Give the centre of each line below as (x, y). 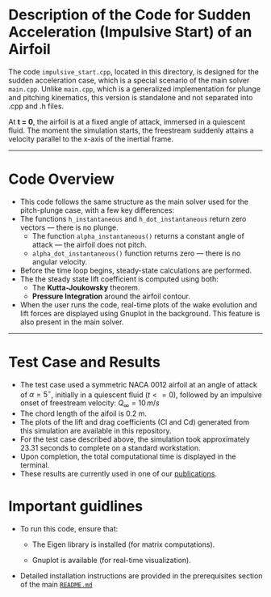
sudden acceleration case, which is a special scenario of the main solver (129, 80)
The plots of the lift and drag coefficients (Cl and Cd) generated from (135, 422)
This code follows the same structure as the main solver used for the (134, 201)
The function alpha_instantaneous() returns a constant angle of (138, 235)
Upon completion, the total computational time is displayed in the (128, 457)
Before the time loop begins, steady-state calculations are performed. (136, 270)
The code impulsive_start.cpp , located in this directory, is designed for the (134, 71)
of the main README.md (56, 585)
